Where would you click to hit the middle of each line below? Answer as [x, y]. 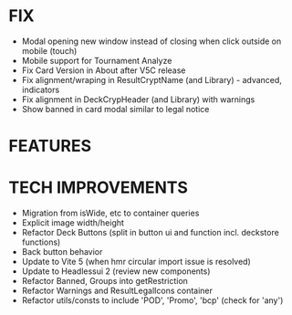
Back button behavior [62, 252]
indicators [41, 89]
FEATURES [50, 146]
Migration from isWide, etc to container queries [110, 213]
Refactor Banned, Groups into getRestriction [105, 281]
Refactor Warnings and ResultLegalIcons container [117, 291]
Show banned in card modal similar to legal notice [115, 109]
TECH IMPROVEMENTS [99, 188]
